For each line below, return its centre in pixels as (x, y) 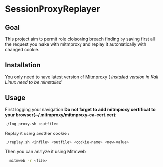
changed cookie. (22, 50)
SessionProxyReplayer (53, 9)
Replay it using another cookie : (37, 133)
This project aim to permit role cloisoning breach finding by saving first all (80, 39)
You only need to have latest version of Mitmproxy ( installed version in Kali (81, 77)
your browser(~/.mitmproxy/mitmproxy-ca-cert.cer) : (61, 115)
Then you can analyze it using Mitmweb (46, 152)
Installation (23, 65)
